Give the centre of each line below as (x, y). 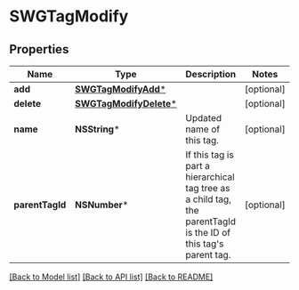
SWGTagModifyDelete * (125, 104)
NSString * (97, 129)
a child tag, (208, 199)
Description (211, 74)
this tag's (205, 244)
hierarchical (210, 177)
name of (203, 129)
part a (198, 166)
